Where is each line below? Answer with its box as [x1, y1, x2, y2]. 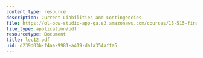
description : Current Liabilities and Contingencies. [6, 14, 145, 21]
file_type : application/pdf [6, 25, 77, 32]
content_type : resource [6, 8, 66, 15]
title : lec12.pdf [6, 37, 50, 43]
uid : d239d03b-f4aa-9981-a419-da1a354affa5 [6, 43, 118, 49]
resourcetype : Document [6, 31, 66, 37]
